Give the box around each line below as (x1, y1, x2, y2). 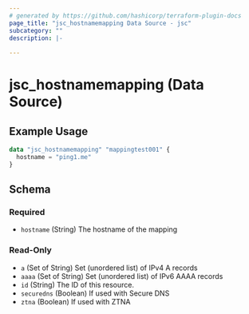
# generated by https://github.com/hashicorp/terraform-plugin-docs (9, 11, 242, 20)
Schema (9, 183, 51, 197)
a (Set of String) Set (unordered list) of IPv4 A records (20, 263, 198, 272)
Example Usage (9, 125, 89, 138)
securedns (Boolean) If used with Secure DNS (20, 288, 170, 298)
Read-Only (9, 244, 53, 256)
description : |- (9, 34, 63, 42)
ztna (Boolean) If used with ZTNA (20, 296, 131, 306)
